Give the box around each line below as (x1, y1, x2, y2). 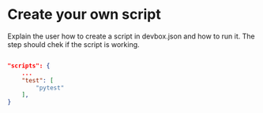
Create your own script (7, 5, 161, 24)
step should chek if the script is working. (7, 39, 140, 49)
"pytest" (36, 84, 65, 92)
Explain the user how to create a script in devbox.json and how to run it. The (7, 31, 255, 41)
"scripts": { (7, 61, 51, 70)
